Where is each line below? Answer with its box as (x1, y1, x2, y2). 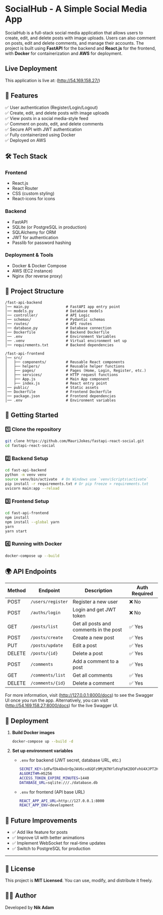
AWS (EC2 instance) (12, 268, 53, 274)
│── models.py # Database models (5, 309, 103, 313)
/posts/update (31, 643, 63, 648)
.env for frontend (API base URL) (19, 789, 85, 795)
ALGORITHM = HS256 (19, 771, 52, 776)
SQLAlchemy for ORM (12, 229, 56, 235)
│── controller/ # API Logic (5, 312, 90, 318)
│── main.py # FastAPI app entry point (5, 304, 120, 309)
